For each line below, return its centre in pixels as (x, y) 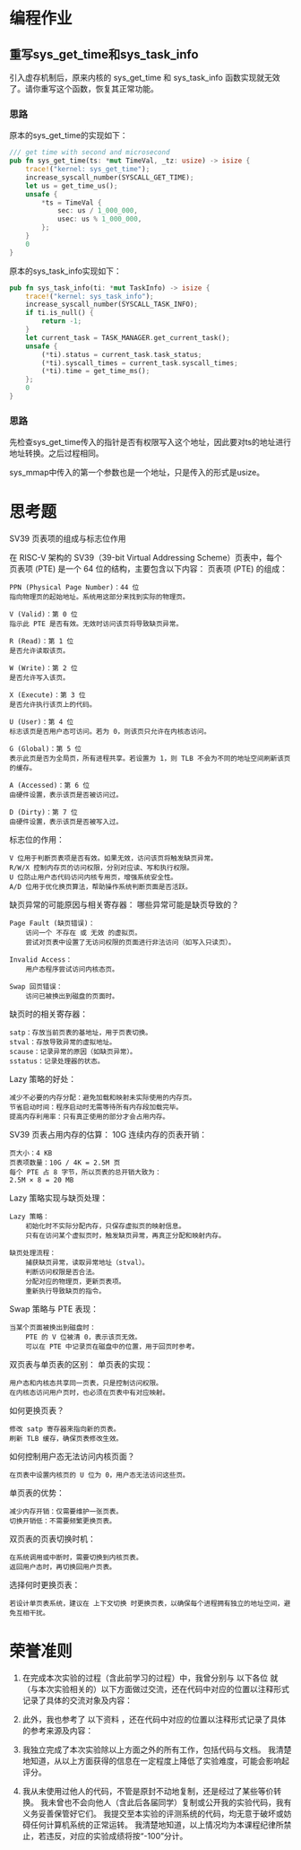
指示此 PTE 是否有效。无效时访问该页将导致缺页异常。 (96, 624)
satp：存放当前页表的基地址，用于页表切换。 (81, 1033)
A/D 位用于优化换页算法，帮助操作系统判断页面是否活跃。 (101, 887)
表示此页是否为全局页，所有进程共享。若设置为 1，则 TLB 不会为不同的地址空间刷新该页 (150, 759)
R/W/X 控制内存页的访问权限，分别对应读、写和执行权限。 (102, 868)
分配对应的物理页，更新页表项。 (76, 1282)
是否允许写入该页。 (39, 678)
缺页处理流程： (33, 1253)
